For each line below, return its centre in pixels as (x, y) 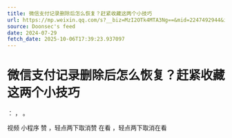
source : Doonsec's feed (41, 26)
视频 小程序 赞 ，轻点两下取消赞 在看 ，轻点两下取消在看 (87, 128)
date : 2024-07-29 (32, 33)
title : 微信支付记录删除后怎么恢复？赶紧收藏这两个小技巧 (80, 13)
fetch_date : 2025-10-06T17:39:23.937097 (66, 39)
